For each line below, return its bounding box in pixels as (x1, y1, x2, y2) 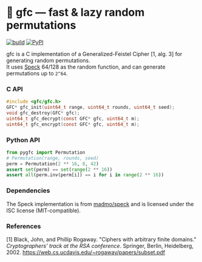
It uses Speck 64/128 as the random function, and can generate (6, 63, 166, 71)
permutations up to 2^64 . (6, 69, 68, 77)
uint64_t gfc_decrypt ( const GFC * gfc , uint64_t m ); (6, 115, 140, 122)
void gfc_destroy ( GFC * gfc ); (6, 109, 80, 116)
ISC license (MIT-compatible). (6, 207, 81, 214)
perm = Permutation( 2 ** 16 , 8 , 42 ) (6, 160, 99, 167)
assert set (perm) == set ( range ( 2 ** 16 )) (6, 167, 113, 173)
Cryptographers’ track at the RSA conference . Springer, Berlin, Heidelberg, (6, 242, 194, 249)
